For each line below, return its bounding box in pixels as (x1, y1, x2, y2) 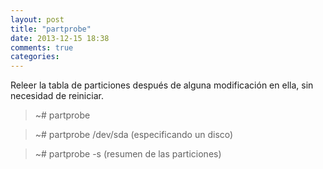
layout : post (10, 14, 65, 25)
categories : (10, 52, 60, 62)
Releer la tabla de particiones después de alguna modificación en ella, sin (10, 79, 314, 91)
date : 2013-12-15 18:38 (10, 33, 110, 43)
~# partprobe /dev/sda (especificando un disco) (34, 129, 234, 141)
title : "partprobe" (10, 24, 92, 34)
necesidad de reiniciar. (10, 90, 104, 102)
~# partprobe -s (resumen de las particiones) (34, 148, 222, 160)
